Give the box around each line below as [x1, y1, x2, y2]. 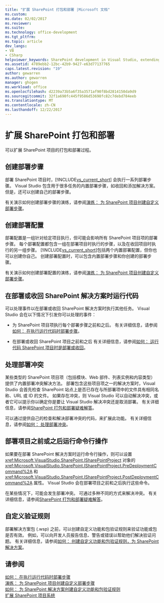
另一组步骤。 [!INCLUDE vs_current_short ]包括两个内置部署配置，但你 [13, 247, 153, 253]
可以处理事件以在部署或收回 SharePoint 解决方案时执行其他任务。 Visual [5, 305, 150, 311]
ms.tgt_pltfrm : [5, 35, 36, 40]
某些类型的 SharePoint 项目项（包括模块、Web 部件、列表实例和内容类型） [5, 374, 155, 380]
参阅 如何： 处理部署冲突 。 [18, 421, 71, 427]
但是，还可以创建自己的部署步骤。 [5, 189, 74, 195]
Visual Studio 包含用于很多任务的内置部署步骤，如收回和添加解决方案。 [14, 183, 158, 188]
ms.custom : [5, 12, 27, 17]
